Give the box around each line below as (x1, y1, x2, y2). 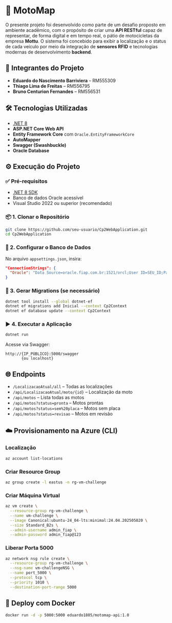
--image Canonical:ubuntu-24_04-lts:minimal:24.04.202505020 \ (10, 518, 147, 523)
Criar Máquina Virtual (5, 492, 60, 499)
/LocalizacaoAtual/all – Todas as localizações (12, 384, 113, 390)
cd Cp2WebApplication (5, 232, 52, 237)
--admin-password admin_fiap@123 (10, 532, 81, 537)
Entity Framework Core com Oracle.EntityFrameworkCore (12, 131, 135, 137)
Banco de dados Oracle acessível (12, 195, 83, 201)
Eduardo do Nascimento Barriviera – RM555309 (12, 77, 116, 84)
